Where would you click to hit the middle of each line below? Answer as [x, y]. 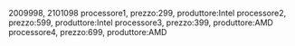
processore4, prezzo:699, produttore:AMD [88, 32]
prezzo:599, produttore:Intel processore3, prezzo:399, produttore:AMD [141, 23]
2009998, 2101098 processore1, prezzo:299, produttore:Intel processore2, [147, 13]
